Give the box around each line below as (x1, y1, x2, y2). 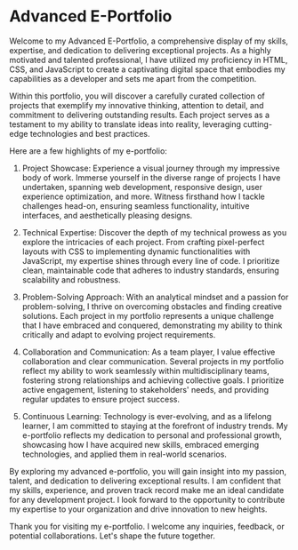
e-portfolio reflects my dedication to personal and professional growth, (21, 429, 282, 441)
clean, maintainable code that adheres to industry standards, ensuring (21, 265, 280, 275)
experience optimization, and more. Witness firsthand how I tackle (21, 191, 265, 202)
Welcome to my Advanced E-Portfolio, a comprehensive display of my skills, (9, 36, 289, 46)
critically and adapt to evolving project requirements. (21, 329, 216, 339)
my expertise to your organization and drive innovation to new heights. (9, 504, 268, 514)
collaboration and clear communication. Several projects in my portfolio (21, 355, 285, 366)
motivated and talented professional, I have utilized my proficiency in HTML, (9, 54, 288, 65)
